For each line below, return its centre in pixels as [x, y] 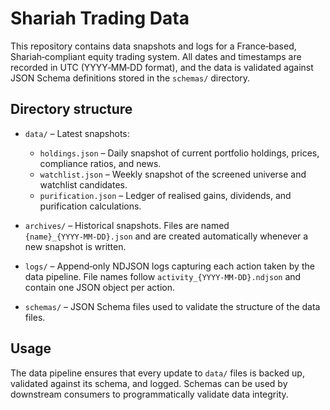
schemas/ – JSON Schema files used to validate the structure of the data [172, 306]
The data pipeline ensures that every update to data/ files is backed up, [157, 373]
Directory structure [71, 109]
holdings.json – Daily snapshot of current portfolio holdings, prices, [179, 153]
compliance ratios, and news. [100, 163]
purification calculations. [90, 206]
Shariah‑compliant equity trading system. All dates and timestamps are [156, 56]
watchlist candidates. [83, 184]
